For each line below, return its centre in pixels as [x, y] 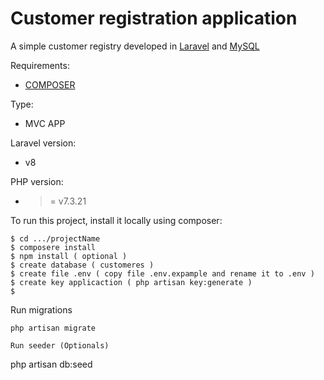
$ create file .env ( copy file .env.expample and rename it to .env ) [162, 273]
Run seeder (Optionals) [60, 345]
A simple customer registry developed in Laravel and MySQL [135, 46]
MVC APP [45, 123]
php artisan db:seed [51, 364]
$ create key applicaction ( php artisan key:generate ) [131, 282]
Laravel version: [43, 143]
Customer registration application [154, 18]
